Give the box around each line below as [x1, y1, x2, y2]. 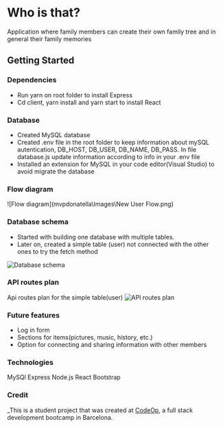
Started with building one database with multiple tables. [16, 233, 175, 241]
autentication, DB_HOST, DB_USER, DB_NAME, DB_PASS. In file [16, 145, 197, 154]
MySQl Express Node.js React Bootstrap [7, 373, 121, 381]
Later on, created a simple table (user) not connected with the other [16, 240, 209, 248]
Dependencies [7, 75, 57, 85]
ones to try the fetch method [16, 247, 98, 255]
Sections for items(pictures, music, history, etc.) [16, 333, 153, 342]
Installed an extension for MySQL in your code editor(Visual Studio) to [16, 160, 215, 168]
